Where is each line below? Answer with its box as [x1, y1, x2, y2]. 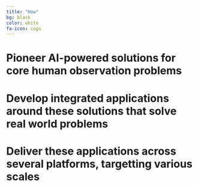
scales [6, 170, 40, 183]
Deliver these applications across [6, 144, 176, 158]
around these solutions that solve [6, 104, 177, 117]
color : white [6, 20, 39, 26]
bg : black [6, 14, 31, 20]
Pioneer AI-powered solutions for [6, 52, 176, 65]
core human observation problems [6, 64, 182, 78]
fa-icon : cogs [6, 25, 42, 32]
